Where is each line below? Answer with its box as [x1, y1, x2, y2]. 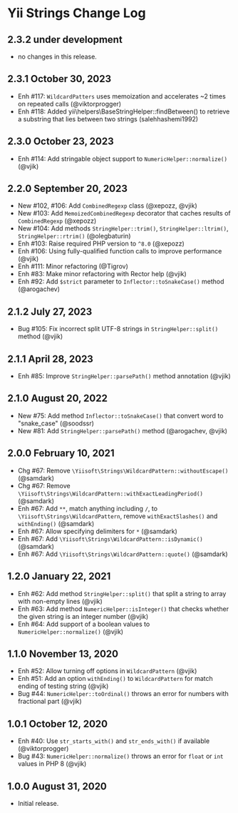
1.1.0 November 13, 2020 [7, 647, 119, 660]
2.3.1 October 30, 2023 [7, 73, 112, 85]
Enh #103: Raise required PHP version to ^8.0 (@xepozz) [17, 239, 185, 248]
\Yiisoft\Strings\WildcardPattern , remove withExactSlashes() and [17, 512, 218, 520]
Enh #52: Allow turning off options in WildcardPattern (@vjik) [17, 667, 197, 675]
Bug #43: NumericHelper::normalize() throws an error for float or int [17, 752, 224, 761]
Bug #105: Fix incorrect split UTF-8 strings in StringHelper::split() [17, 325, 219, 333]
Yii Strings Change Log [7, 5, 146, 21]
